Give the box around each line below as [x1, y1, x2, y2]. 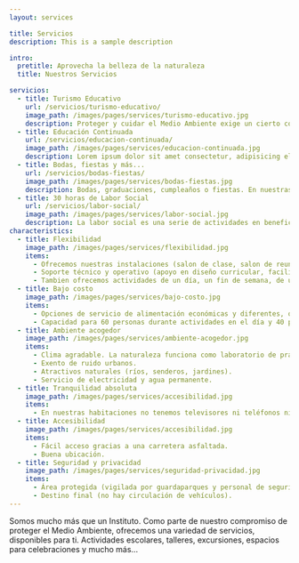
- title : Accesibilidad [17, 417, 105, 426]
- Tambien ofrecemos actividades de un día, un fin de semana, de [32, 277, 285, 286]
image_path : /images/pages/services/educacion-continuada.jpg [25, 144, 261, 153]
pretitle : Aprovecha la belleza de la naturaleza [17, 61, 205, 71]
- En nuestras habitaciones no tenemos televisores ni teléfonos [32, 408, 280, 418]
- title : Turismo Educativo [17, 94, 122, 103]
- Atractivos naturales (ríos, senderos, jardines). [32, 366, 233, 376]
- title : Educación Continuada [17, 127, 133, 136]
